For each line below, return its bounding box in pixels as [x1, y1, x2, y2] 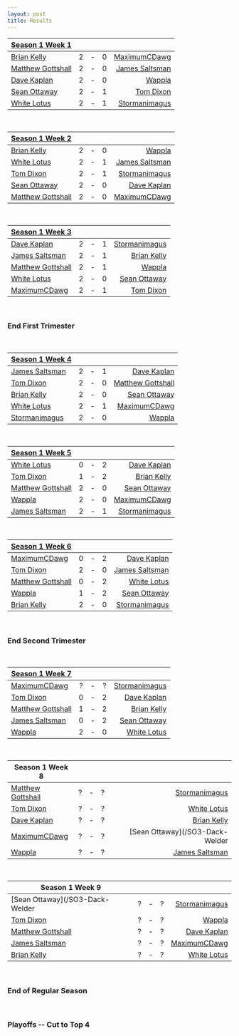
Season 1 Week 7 [11, 669, 73, 679]
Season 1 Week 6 [11, 541, 72, 551]
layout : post [7, 10, 46, 18]
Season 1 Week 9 [40, 883, 102, 893]
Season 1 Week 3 [11, 227, 72, 237]
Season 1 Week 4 [11, 354, 72, 364]
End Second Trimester [7, 636, 87, 646]
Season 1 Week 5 [11, 447, 72, 457]
